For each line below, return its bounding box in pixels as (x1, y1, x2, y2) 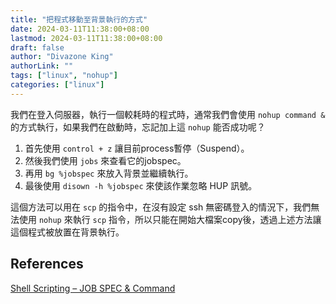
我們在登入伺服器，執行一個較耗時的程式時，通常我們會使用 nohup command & (10, 108, 326, 120)
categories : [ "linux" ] (10, 80, 105, 90)
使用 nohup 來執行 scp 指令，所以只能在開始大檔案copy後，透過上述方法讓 (18, 213, 322, 225)
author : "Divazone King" (10, 52, 114, 62)
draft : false (10, 42, 65, 53)
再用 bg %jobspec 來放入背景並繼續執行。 (24, 167, 194, 179)
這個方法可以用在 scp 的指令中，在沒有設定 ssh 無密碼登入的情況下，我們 (10, 201, 312, 213)
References (10, 256, 84, 273)
